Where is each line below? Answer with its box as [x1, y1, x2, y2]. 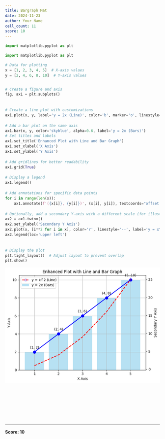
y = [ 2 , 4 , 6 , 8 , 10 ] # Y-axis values [5, 73, 87, 78]
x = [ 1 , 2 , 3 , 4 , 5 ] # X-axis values [5, 68, 84, 72]
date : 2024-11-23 [5, 13, 41, 18]
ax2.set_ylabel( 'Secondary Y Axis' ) [5, 222, 80, 227]
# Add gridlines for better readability [5, 159, 89, 165]
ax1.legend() [5, 180, 32, 185]
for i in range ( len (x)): [5, 196, 56, 201]
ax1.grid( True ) [5, 165, 36, 169]
